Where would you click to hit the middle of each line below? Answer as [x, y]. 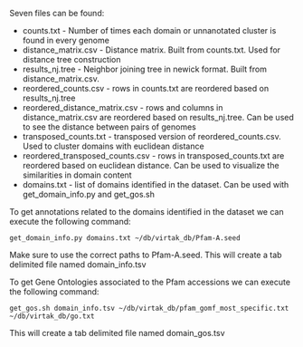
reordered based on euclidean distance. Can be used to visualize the [151, 165]
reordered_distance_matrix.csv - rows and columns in [123, 107]
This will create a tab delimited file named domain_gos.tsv [117, 333]
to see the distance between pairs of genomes [109, 127]
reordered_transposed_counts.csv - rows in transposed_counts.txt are [153, 156]
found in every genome [66, 40]
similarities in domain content [77, 175]
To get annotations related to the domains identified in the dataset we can [147, 212]
